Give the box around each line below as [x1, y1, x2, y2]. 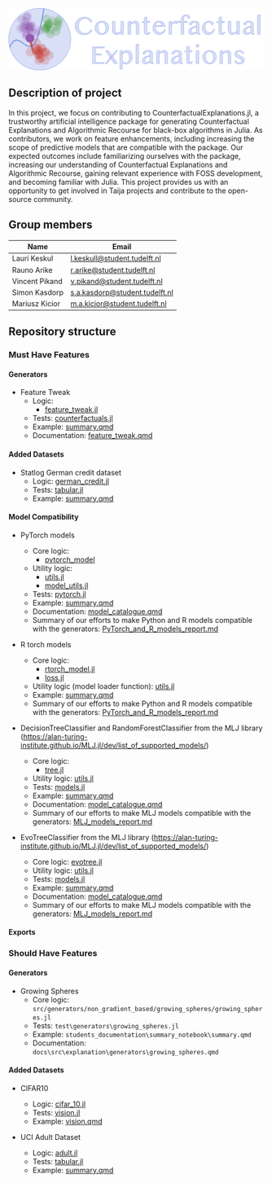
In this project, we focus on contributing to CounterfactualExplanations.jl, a [8, 107, 259, 117]
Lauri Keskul [11, 253, 54, 264]
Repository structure [8, 325, 116, 339]
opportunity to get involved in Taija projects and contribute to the [8, 186, 226, 195]
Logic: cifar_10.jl [32, 1099, 86, 1109]
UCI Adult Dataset [20, 1132, 81, 1141]
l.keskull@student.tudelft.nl [70, 253, 161, 264]
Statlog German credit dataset [20, 467, 122, 477]
